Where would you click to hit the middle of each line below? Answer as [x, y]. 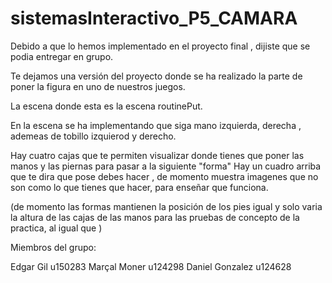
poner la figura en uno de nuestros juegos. [98, 86]
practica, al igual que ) [56, 228]
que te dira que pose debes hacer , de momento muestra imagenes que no [164, 176]
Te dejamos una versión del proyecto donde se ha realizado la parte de [156, 76]
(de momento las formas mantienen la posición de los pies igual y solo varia [166, 206]
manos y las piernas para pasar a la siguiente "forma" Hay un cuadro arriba [166, 166]
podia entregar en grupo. [62, 56]
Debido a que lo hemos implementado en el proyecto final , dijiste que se [160, 46]
